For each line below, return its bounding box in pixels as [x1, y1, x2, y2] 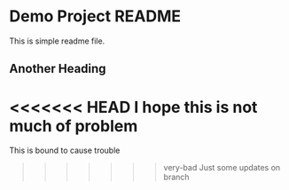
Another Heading [9, 61, 106, 76]
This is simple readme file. [9, 36, 105, 46]
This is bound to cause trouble [9, 145, 121, 156]
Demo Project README [9, 6, 182, 27]
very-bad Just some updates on [163, 162, 281, 173]
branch [163, 171, 190, 183]
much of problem [9, 115, 138, 136]
